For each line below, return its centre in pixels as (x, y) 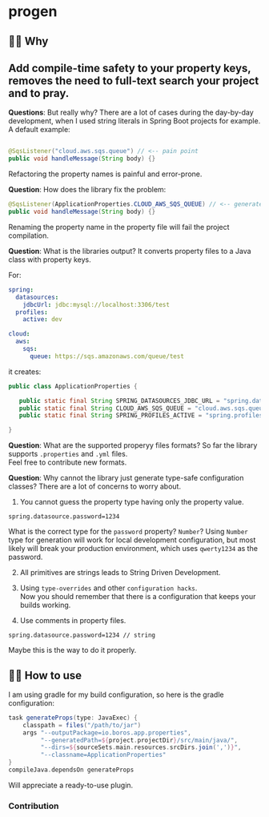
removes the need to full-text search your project (134, 80)
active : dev (42, 320)
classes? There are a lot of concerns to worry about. (95, 486)
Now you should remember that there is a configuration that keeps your (138, 597)
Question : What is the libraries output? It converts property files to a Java (130, 251)
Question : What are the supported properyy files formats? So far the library (133, 445)
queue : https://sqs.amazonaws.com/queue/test (106, 356)
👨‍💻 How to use (45, 675)
